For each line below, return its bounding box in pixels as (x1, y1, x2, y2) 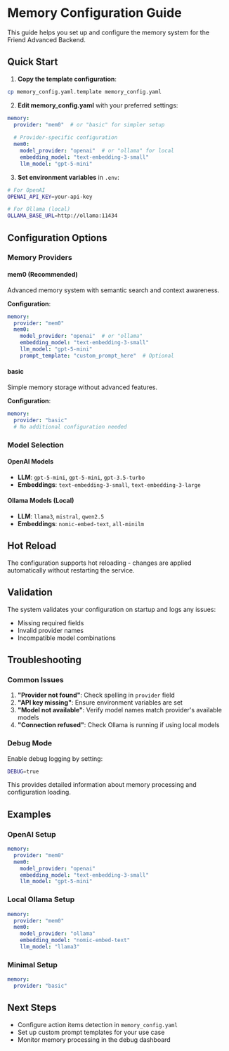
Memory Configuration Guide (7, 5, 182, 21)
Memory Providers (7, 253, 72, 263)
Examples (7, 808, 51, 820)
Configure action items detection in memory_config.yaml (17, 1020, 178, 1029)
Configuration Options (7, 232, 107, 244)
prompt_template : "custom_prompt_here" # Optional (20, 352, 174, 359)
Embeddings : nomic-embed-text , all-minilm (17, 519, 145, 528)
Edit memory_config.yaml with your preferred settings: (17, 100, 178, 110)
